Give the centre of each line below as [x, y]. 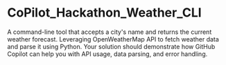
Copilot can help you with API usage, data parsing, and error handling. [107, 54]
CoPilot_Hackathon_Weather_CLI [105, 13]
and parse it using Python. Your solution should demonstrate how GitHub [111, 46]
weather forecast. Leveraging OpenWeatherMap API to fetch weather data [113, 39]
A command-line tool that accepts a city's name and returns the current [110, 32]
